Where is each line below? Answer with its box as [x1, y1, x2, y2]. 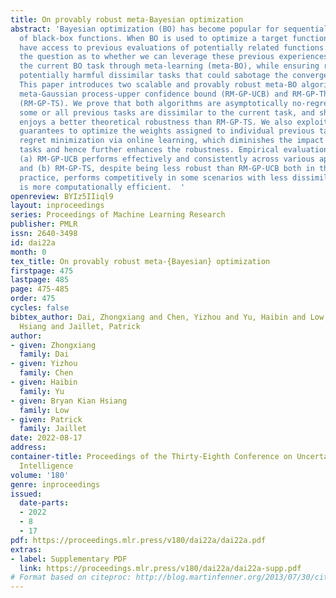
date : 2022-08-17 [10, 433, 83, 443]
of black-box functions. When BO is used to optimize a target [19, 33, 288, 43]
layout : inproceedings [10, 201, 105, 211]
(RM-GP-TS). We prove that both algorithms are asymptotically [19, 98, 288, 108]
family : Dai [19, 349, 70, 360]
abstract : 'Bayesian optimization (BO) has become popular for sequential [10, 24, 329, 34]
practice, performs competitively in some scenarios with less [19, 172, 288, 183]
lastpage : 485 [10, 275, 70, 285]
